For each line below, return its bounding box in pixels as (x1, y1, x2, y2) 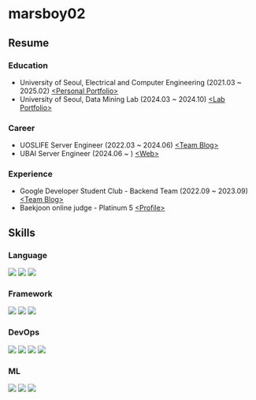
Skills (8, 226, 35, 239)
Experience (8, 169, 53, 180)
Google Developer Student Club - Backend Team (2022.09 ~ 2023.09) (19, 186, 248, 196)
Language (8, 249, 48, 260)
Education (8, 60, 49, 71)
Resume (8, 36, 50, 50)
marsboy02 (8, 5, 86, 23)
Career (8, 122, 35, 133)
